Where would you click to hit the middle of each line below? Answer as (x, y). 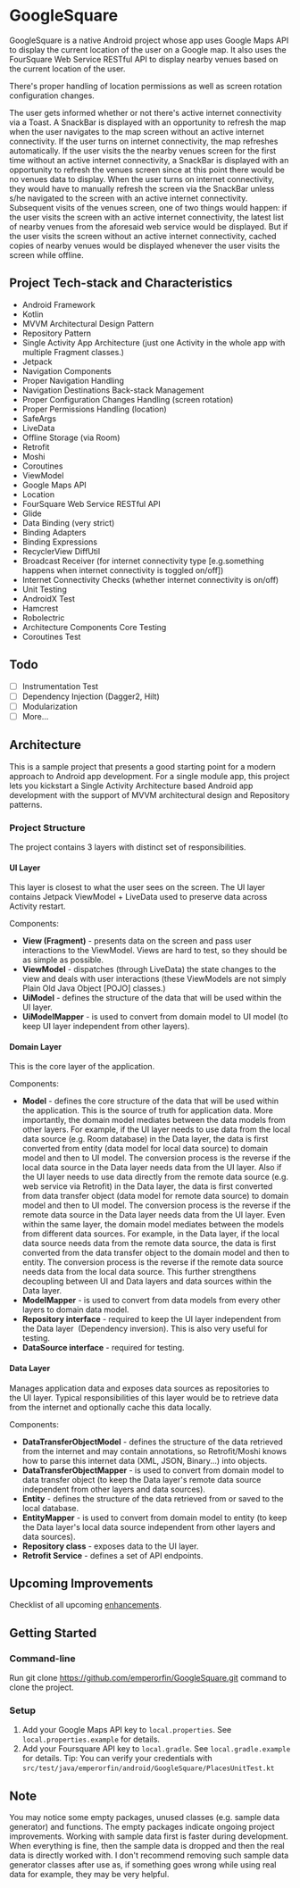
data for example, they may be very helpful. (89, 1875)
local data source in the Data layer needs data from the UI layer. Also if (152, 1168)
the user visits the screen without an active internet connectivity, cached (143, 236)
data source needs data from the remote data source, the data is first (149, 1243)
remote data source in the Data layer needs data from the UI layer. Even (154, 1215)
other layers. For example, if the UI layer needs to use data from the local (156, 1129)
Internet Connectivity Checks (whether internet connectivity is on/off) (150, 579)
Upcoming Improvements (81, 1583)
